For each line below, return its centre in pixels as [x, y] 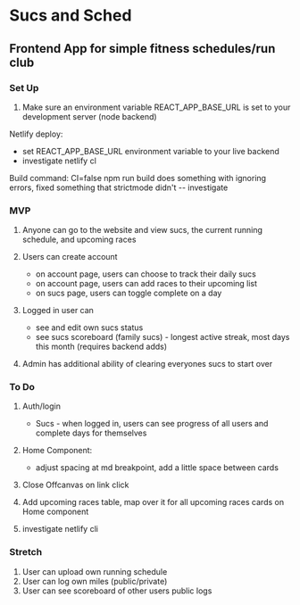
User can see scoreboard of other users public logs [117, 591]
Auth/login [41, 406]
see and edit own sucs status [89, 327]
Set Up [24, 87]
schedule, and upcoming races [79, 240]
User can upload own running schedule [95, 571]
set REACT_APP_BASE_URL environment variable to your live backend [150, 151]
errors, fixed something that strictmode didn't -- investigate [119, 187]
